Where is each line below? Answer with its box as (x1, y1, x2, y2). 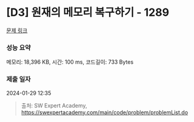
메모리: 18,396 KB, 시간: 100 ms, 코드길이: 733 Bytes (6, 58, 134, 66)
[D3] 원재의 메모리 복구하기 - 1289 (6, 5, 170, 19)
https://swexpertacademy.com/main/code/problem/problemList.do (21, 109, 189, 116)
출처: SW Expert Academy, (21, 101, 87, 109)
